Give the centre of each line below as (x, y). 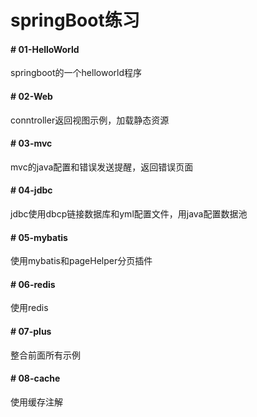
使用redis (29, 308)
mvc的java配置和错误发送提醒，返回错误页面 (102, 167)
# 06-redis (33, 284)
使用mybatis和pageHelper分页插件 (81, 261)
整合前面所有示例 (45, 355)
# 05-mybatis (39, 237)
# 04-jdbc (31, 190)
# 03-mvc (31, 143)
